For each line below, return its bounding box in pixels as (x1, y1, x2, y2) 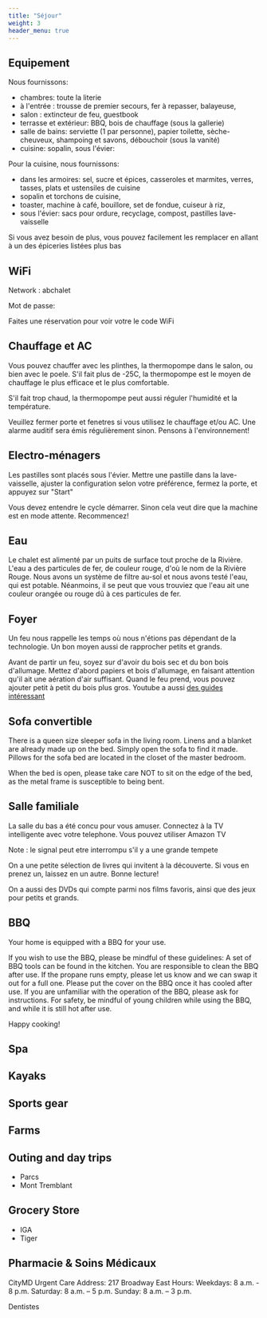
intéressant (8, 692, 45, 701)
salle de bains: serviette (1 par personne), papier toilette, (19, 127, 206, 137)
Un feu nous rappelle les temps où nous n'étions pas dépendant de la (8, 633, 237, 643)
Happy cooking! (8, 1019, 61, 1029)
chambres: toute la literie (19, 93, 102, 102)
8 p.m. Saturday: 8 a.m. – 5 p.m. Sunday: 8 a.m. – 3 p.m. (8, 1286, 192, 1296)
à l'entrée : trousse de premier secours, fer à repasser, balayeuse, (19, 101, 237, 111)
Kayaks (8, 1070, 46, 1083)
